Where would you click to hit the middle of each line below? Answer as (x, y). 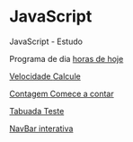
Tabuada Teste (37, 111)
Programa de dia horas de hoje (66, 58)
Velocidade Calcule (45, 76)
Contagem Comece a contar (62, 93)
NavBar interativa (41, 129)
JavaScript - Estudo (46, 41)
